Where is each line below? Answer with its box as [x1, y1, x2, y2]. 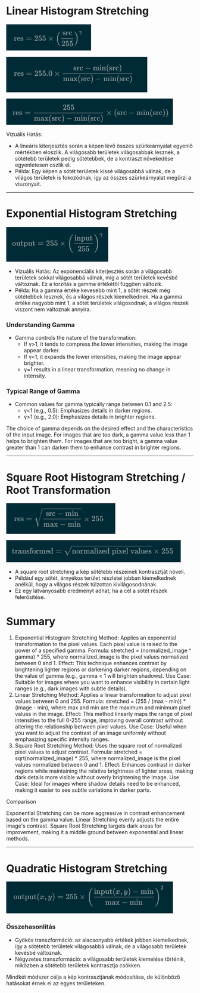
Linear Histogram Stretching [6, 4, 149, 18]
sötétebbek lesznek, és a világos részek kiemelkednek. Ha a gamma [14, 293, 183, 300]
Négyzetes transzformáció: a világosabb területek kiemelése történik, [14, 955, 186, 963]
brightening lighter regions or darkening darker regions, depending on [14, 666, 187, 673]
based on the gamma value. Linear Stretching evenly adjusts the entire [6, 816, 180, 823]
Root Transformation [6, 483, 111, 497]
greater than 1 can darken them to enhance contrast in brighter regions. [6, 444, 182, 451]
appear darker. [23, 347, 60, 354]
